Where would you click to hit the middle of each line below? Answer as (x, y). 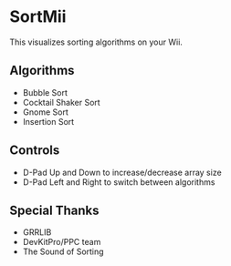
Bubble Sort (45, 92)
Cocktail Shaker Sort (61, 102)
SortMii (38, 17)
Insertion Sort (48, 121)
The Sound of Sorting (63, 251)
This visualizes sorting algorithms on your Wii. (96, 42)
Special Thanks (54, 210)
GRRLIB (37, 232)
